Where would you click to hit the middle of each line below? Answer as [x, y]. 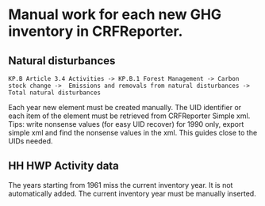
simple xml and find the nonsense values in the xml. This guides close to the [133, 133]
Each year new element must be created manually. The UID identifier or [125, 107]
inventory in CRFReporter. [96, 31]
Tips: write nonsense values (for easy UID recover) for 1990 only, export [126, 124]
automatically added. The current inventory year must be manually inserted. [132, 193]
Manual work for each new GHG [115, 15]
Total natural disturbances [55, 93]
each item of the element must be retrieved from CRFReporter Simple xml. [129, 116]
